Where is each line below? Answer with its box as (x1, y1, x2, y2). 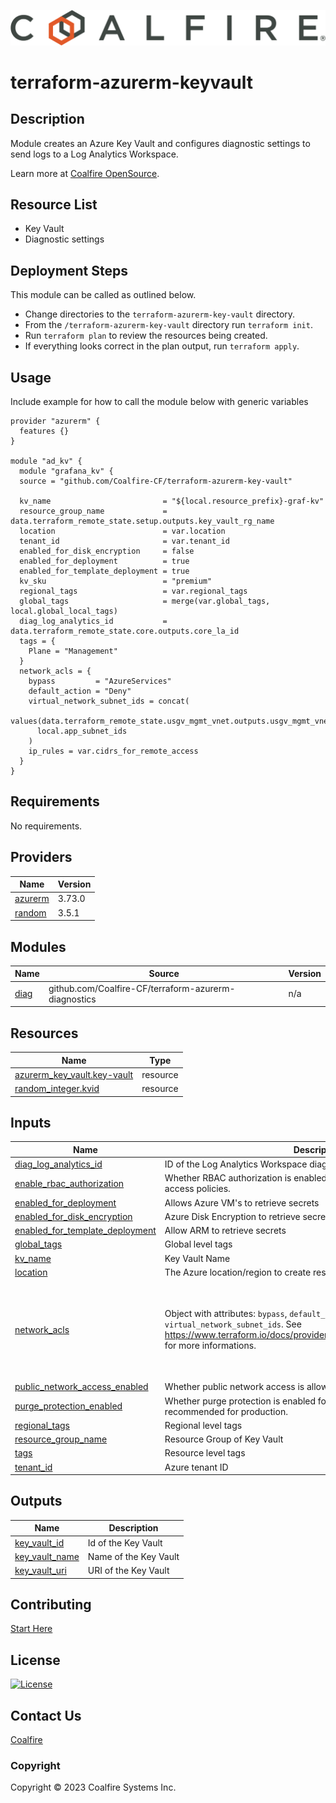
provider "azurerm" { (10, 416, 101, 427)
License (10, 1651, 61, 1669)
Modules (10, 938, 67, 955)
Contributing (10, 1596, 92, 1614)
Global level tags (164, 1238, 233, 1250)
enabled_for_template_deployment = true (19, 566, 190, 577)
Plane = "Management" (28, 646, 118, 657)
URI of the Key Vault (87, 1565, 170, 1577)
